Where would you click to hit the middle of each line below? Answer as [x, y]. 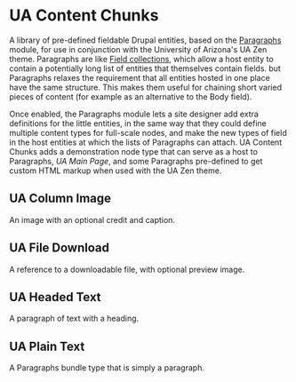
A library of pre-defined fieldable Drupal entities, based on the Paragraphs [145, 40]
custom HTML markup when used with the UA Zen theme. [116, 171]
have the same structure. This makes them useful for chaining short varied [146, 87]
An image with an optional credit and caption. [92, 219]
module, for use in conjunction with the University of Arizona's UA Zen [138, 49]
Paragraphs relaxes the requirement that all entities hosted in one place [140, 77]
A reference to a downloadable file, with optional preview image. [127, 269]
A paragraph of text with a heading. [74, 318]
